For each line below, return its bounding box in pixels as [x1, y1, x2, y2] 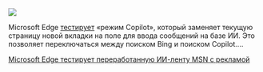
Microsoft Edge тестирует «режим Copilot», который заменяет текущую [8, 23, 253, 32]
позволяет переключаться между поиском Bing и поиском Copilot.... [8, 40, 244, 48]
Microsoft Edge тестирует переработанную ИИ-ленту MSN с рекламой [8, 55, 250, 64]
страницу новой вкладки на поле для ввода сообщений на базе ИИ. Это [8, 31, 256, 40]
